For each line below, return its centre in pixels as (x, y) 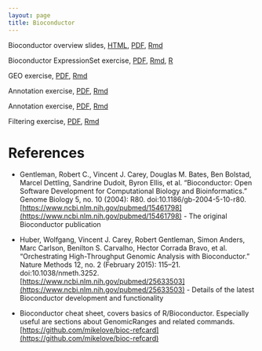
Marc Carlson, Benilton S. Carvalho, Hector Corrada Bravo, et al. (123, 248)
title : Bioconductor (42, 23)
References (46, 153)
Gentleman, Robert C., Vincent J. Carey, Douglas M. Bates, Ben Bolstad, (135, 174)
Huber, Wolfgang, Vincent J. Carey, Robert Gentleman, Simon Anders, (132, 239)
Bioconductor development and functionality (91, 298)
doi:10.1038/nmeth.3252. (59, 273)
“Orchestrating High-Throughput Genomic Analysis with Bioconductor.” (135, 257)
